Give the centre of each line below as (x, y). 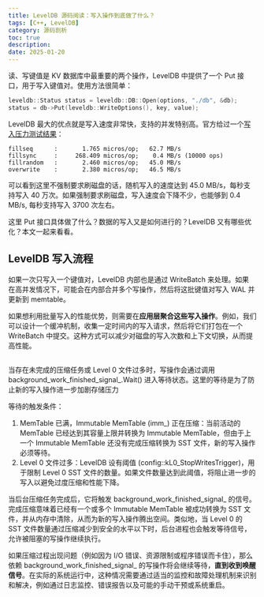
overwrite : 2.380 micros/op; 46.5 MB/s (95, 169)
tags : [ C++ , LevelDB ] (44, 23)
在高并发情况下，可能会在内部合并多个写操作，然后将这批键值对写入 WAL (127, 289)
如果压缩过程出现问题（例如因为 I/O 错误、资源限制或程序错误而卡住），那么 (131, 555)
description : (30, 45)
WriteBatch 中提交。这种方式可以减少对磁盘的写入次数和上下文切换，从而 (127, 336)
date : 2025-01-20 (37, 52)
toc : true (24, 38)
